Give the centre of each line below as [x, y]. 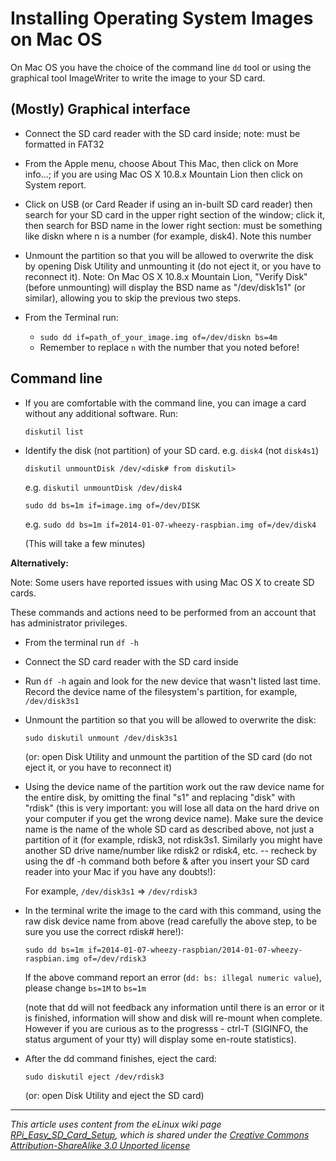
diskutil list [54, 432]
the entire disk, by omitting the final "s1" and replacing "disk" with [160, 797]
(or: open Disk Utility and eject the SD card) [114, 1095]
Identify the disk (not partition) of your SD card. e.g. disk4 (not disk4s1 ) [172, 450]
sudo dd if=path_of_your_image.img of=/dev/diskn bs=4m [158, 337]
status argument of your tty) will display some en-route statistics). [160, 1039]
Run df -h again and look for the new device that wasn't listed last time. [172, 681]
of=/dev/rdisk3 [115, 958]
